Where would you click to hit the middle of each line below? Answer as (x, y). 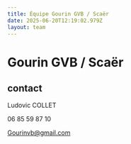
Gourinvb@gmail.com (39, 133)
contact (25, 88)
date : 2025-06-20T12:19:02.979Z (55, 21)
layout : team (27, 27)
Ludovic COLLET (32, 105)
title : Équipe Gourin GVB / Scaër (58, 14)
